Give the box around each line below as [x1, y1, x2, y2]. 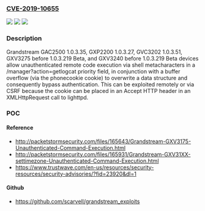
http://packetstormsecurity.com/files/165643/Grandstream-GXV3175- [15, 138, 192, 145]
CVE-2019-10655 [6, 4, 59, 13]
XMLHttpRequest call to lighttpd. [6, 94, 89, 101]
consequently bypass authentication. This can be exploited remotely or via [6, 81, 195, 88]
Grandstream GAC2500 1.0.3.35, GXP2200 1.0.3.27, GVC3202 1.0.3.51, [6, 48, 182, 56]
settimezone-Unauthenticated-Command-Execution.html [15, 157, 159, 165]
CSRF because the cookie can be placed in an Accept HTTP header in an [6, 87, 191, 94]
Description [6, 34, 42, 43]
